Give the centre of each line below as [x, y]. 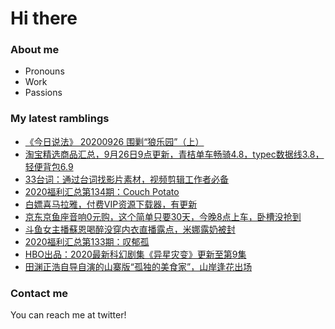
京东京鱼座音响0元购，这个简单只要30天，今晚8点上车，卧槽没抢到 [163, 216]
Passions [43, 93]
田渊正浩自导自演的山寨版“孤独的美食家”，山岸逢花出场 [138, 266]
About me [35, 50]
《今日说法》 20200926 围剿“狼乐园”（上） [114, 141]
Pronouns [44, 71]
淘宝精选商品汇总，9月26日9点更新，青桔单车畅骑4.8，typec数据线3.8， [174, 154]
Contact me [39, 293]
